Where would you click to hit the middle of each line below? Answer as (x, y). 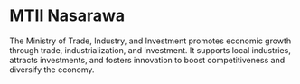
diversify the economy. (52, 70)
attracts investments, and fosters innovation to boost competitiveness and (147, 60)
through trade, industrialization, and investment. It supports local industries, (150, 50)
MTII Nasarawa (67, 16)
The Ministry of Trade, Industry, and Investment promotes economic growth (150, 41)
